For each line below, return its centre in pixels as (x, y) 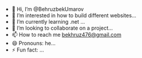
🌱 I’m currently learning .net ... (48, 22)
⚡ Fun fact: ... (28, 50)
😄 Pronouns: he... (34, 43)
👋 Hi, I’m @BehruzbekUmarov (48, 9)
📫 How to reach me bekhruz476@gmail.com (67, 35)
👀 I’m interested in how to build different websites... (74, 15)
